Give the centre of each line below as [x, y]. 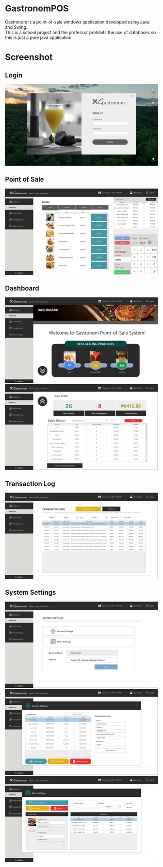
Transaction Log [30, 483]
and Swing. [16, 27]
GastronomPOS [37, 9]
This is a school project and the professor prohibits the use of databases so [81, 32]
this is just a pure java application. [39, 38]
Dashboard [22, 288]
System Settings [31, 593]
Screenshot [29, 57]
